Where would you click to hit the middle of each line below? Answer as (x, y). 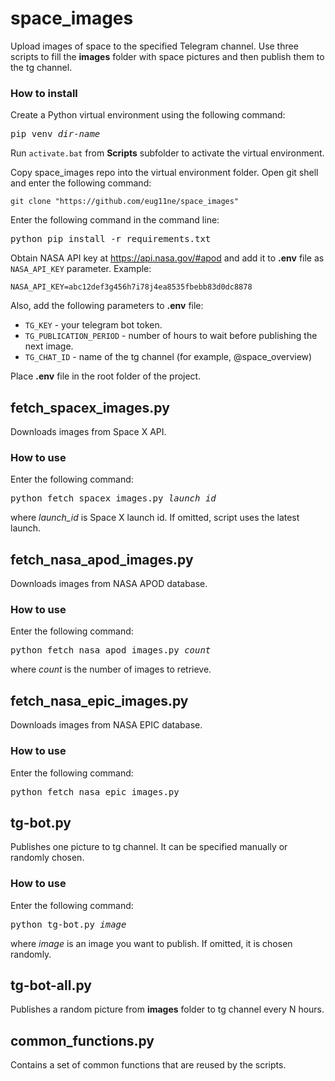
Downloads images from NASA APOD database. (109, 584)
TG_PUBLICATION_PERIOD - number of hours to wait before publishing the (171, 336)
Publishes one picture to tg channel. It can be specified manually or (149, 847)
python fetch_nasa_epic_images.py (95, 791)
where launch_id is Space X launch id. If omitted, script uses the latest (155, 518)
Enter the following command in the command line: (115, 220)
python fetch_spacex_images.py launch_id (113, 498)
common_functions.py (82, 1040)
